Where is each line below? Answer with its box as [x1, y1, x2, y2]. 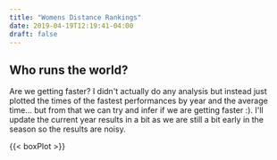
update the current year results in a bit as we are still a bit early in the [9, 115, 264, 125]
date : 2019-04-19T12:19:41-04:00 [9, 21, 134, 30]
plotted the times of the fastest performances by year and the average [9, 95, 268, 107]
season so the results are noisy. [9, 124, 127, 134]
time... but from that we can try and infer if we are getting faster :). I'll [9, 105, 264, 116]
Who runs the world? [9, 62, 129, 77]
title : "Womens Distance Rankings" [9, 12, 142, 22]
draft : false [9, 29, 58, 38]
